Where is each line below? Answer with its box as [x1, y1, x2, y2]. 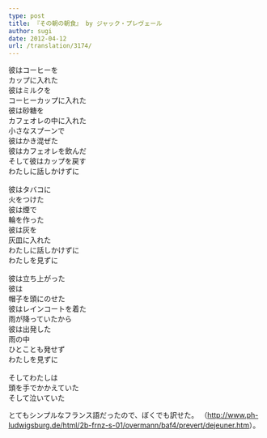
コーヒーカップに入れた [8, 96, 87, 105]
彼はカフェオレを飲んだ [8, 147, 87, 156]
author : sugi [8, 27, 53, 35]
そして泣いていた [8, 393, 66, 403]
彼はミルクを [8, 86, 51, 96]
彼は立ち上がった [8, 274, 66, 283]
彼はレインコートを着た [8, 304, 87, 314]
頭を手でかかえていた [8, 384, 79, 393]
